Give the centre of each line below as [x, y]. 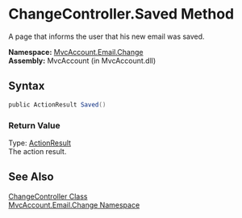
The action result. [38, 151]
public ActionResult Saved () [57, 105]
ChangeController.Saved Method [121, 14]
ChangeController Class [48, 196]
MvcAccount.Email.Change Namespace [74, 205]
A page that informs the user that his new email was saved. [106, 36]
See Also [31, 177]
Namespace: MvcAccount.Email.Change [76, 52]
